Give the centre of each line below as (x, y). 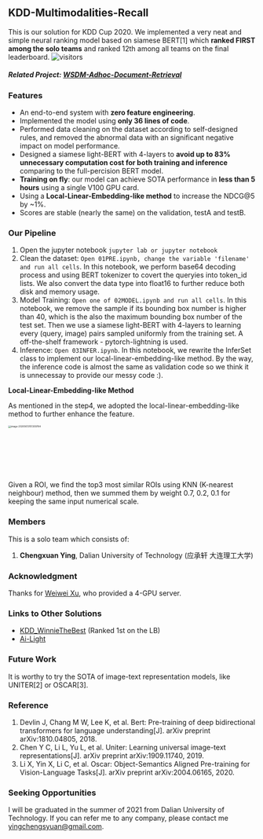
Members (27, 522)
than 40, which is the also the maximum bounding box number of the (131, 317)
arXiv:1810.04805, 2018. (58, 738)
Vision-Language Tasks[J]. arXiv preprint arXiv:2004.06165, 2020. (127, 772)
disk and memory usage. (60, 292)
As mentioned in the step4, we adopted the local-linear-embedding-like (124, 406)
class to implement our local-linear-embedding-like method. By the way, (136, 359)
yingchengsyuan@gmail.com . (56, 826)
